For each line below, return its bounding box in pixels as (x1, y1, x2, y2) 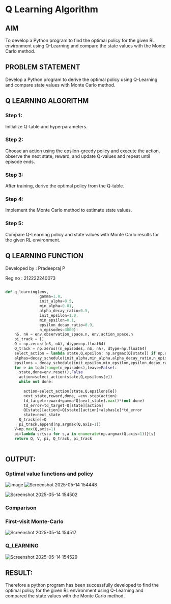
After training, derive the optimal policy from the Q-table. (5, 183, 125, 189)
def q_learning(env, (5, 289, 49, 294)
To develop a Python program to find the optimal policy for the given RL (5, 37, 155, 43)
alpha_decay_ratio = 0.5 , (39, 308, 90, 313)
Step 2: (5, 136, 24, 143)
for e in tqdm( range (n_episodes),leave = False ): (14, 365, 117, 370)
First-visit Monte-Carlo (5, 518, 64, 525)
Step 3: (5, 171, 24, 178)
